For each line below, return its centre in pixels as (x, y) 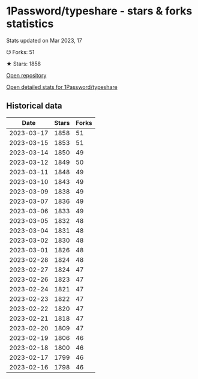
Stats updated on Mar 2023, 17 (44, 40)
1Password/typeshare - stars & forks (99, 11)
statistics (30, 24)
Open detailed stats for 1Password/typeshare (62, 87)
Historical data (34, 106)
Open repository (26, 75)
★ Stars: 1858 (24, 64)
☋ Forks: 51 (20, 52)
